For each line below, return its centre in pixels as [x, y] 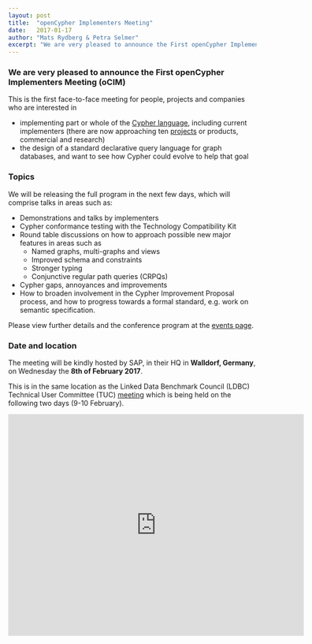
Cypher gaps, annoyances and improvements [93, 285]
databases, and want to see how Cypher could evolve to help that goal [134, 156]
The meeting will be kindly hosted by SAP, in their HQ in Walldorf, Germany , [132, 363]
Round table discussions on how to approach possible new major [125, 234]
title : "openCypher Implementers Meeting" [81, 23]
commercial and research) [62, 140]
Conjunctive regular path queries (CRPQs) [99, 276]
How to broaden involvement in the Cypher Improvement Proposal [127, 293]
